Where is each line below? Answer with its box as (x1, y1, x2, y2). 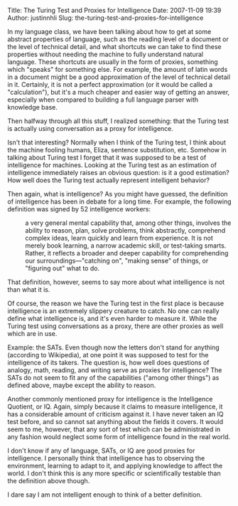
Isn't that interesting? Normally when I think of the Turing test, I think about (7, 138, 226, 147)
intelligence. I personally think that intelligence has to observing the (7, 454, 205, 462)
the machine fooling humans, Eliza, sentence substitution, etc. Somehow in (7, 146, 227, 154)
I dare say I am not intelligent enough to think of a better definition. (7, 490, 202, 499)
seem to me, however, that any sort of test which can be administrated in (7, 425, 221, 433)
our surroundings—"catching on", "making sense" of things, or (25, 256, 209, 265)
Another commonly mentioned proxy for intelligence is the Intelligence (7, 395, 213, 403)
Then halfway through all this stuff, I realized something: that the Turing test (7, 117, 229, 125)
